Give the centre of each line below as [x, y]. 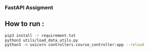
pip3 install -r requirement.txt [40, 35]
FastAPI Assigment [29, 8]
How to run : [24, 24]
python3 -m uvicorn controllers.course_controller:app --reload [74, 45]
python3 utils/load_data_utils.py [42, 40]
